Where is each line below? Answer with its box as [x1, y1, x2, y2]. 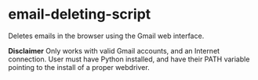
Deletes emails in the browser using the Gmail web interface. [8, 31, 205, 40]
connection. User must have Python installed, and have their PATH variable [8, 54, 250, 64]
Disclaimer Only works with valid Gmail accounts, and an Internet [8, 46, 220, 55]
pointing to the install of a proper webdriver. [8, 62, 151, 71]
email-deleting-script [8, 5, 151, 23]
